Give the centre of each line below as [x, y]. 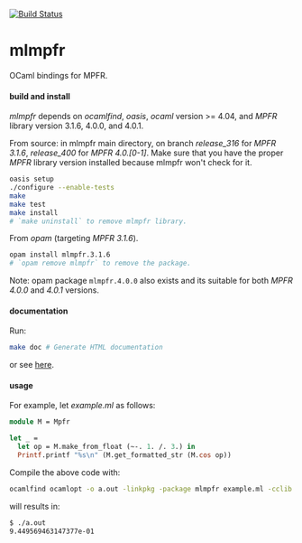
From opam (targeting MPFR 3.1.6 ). [74, 239]
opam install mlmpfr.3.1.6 [60, 255]
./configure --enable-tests [62, 188]
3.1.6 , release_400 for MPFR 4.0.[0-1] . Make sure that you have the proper [146, 153]
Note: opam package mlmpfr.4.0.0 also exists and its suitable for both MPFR [151, 281]
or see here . [32, 365]
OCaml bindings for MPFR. [59, 75]
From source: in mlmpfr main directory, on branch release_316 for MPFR [143, 144]
